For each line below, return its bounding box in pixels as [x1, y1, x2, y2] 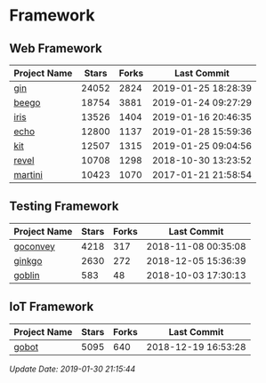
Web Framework [9, 41, 102, 56]
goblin [13, 268, 40, 281]
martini [13, 169, 43, 180]
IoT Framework [9, 299, 94, 315]
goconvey [13, 240, 56, 252]
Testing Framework [9, 199, 119, 214]
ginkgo [13, 254, 43, 267]
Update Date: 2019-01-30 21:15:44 [9, 363, 136, 374]
